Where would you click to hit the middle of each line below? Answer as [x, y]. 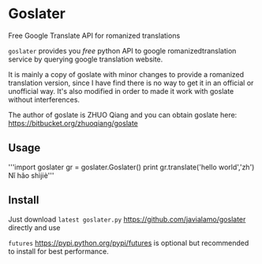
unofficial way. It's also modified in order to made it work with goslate [121, 91]
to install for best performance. [58, 251]
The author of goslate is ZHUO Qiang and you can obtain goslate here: [123, 114]
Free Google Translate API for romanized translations [94, 35]
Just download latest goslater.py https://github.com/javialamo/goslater [127, 219]
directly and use [34, 227]
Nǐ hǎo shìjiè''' [31, 175]
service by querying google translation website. [86, 59]
